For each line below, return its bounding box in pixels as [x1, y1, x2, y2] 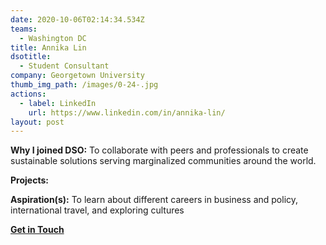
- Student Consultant [19, 61, 110, 71]
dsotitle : [10, 52, 52, 62]
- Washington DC [19, 33, 87, 43]
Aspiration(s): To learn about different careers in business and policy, [10, 194, 299, 206]
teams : [10, 24, 38, 34]
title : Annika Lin [10, 42, 87, 53]
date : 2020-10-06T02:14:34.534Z [10, 14, 145, 25]
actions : [10, 89, 47, 99]
